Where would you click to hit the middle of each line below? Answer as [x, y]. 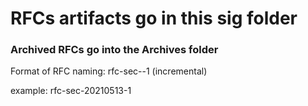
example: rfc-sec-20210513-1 [71, 91]
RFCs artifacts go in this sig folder [154, 18]
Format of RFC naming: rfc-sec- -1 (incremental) [109, 71]
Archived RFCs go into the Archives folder [114, 50]
